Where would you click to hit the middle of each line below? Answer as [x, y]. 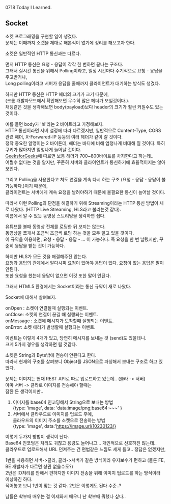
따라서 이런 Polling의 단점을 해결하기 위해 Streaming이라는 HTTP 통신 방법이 [82, 203]
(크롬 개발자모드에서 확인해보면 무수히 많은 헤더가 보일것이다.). [67, 100]
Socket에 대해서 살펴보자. [31, 297]
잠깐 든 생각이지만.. [24, 391]
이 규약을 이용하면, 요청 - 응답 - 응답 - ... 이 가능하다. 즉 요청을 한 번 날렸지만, [82, 239]
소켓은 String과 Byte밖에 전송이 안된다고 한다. [51, 355]
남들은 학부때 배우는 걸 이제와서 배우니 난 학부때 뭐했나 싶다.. [66, 496]
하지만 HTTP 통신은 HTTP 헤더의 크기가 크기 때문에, [57, 94]
